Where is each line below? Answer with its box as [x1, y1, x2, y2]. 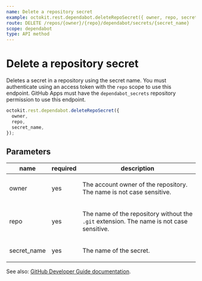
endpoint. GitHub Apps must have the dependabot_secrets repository [6, 89, 176, 97]
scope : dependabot [6, 25, 52, 32]
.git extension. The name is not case [82, 217, 188, 226]
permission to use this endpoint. [6, 96, 86, 103]
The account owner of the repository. [82, 181, 188, 189]
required [51, 165, 77, 173]
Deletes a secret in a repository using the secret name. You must [6, 77, 167, 84]
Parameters [6, 147, 51, 157]
